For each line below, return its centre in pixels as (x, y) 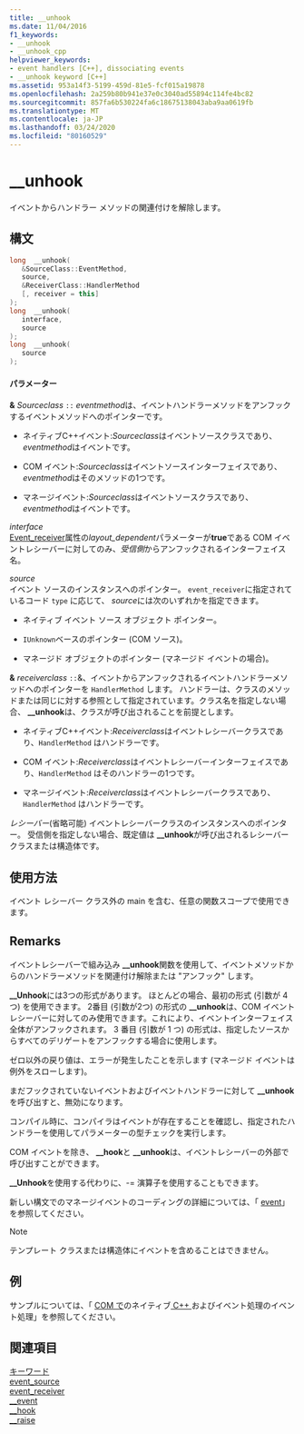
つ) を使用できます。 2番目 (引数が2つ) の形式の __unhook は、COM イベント (152, 1006)
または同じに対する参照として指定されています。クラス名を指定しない (147, 701)
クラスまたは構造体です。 (57, 846)
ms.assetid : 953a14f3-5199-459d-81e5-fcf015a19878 (107, 85)
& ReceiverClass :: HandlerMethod (81, 286)
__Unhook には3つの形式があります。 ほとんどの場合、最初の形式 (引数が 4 (149, 995)
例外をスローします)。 (51, 1071)
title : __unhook (40, 18)
